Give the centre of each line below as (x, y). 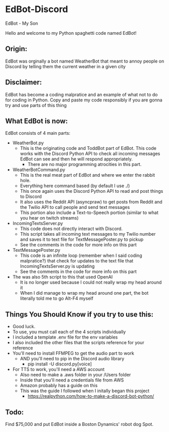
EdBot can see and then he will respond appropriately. (76, 159)
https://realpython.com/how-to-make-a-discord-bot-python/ (91, 396)
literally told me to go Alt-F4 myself (57, 298)
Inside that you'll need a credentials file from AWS (72, 380)
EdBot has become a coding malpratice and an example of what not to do (81, 94)
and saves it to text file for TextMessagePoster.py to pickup (82, 239)
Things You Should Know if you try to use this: (79, 314)
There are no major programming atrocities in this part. (84, 165)
